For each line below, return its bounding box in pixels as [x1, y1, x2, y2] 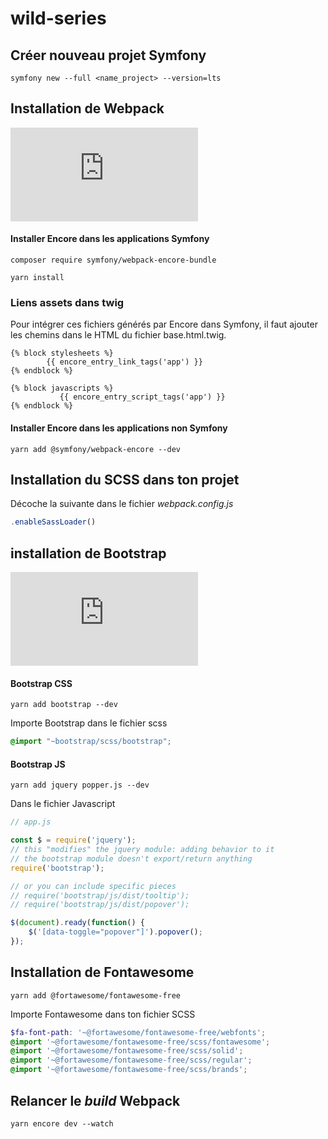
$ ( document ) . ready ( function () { [10, 918, 145, 928]
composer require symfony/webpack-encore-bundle [10, 255, 217, 266]
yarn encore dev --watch [10, 1118, 114, 1129]
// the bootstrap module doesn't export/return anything [10, 853, 253, 864]
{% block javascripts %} [10, 383, 114, 394]
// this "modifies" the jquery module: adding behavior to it [10, 845, 275, 855]
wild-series [10, 7, 107, 30]
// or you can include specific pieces [10, 881, 177, 891]
